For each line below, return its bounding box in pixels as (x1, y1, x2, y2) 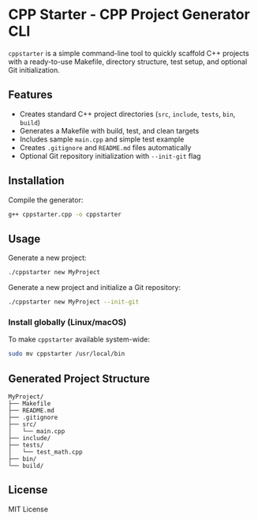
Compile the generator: (8, 195, 84, 205)
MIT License (8, 504, 49, 514)
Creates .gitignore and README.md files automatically (19, 142, 192, 152)
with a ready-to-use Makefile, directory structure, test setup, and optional (8, 57, 248, 66)
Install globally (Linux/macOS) (8, 316, 127, 327)
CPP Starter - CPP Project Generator (8, 6, 250, 24)
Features (8, 89, 53, 102)
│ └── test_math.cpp (8, 448, 83, 456)
